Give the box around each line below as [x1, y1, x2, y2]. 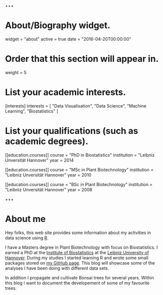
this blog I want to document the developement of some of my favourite [5, 280, 150, 286]
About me [5, 213, 46, 224]
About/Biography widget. [5, 20, 111, 31]
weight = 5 [5, 69, 27, 75]
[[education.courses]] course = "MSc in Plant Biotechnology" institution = [5, 166, 154, 172]
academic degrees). [5, 136, 89, 147]
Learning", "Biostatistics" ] [5, 108, 59, 114]
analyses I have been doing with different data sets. [5, 265, 109, 271]
